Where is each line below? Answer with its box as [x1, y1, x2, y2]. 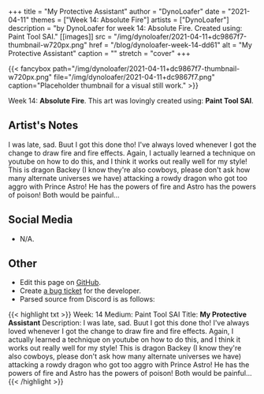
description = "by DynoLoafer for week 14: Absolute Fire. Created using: [8, 24, 243, 32]
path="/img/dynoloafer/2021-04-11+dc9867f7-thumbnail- [52, 64, 240, 73]
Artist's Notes [8, 118, 79, 133]
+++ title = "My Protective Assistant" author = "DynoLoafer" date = [8, 7, 226, 16]
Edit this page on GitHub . [19, 278, 101, 287]
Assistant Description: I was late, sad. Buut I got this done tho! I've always [8, 318, 250, 328]
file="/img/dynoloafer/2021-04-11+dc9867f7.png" [54, 73, 215, 81]
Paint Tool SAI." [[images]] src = [8, 32, 113, 41]
